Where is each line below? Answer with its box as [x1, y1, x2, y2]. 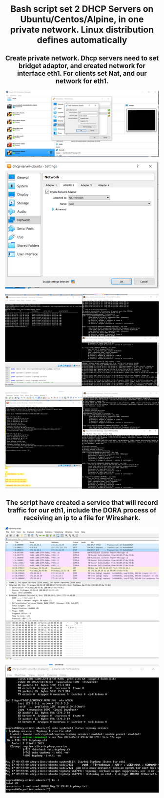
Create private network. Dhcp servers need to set [5, 54, 159, 62]
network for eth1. [55, 77, 109, 85]
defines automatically [37, 35, 127, 46]
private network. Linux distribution [10, 24, 154, 35]
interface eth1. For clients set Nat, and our [17, 69, 147, 78]
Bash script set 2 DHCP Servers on [10, 3, 154, 15]
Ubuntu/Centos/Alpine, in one [20, 14, 144, 25]
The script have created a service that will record [5, 498, 159, 507]
